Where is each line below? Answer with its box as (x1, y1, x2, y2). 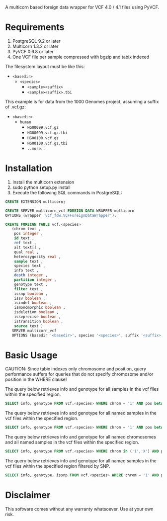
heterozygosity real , (14, 254, 61, 259)
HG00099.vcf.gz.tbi (27, 130, 68, 135)
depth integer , (14, 273, 48, 278)
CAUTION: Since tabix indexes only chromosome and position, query (5, 366, 147, 372)
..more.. (27, 146, 46, 151)
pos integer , (14, 231, 43, 236)
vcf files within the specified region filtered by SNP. (5, 463, 110, 469)
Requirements (5, 22, 65, 33)
